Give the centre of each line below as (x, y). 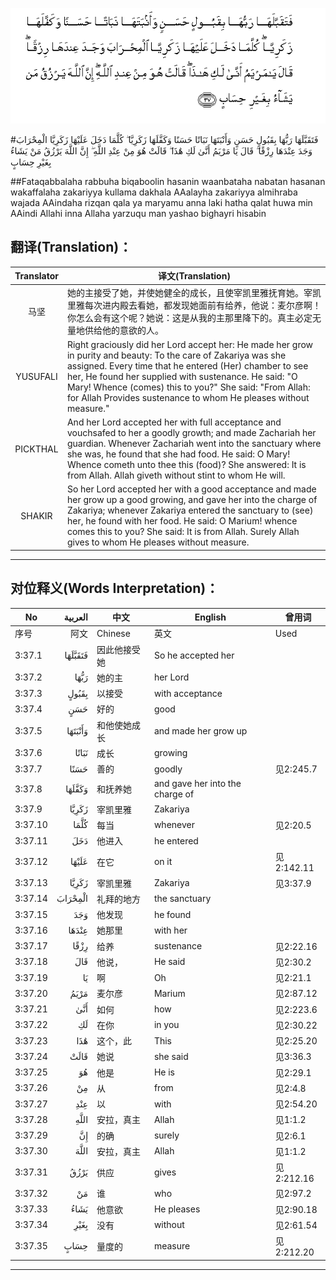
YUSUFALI (36, 376)
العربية (76, 617)
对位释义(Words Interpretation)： (115, 588)
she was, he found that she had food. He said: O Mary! (178, 454)
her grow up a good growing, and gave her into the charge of (192, 500)
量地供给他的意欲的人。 (115, 330)
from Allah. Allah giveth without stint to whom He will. (176, 475)
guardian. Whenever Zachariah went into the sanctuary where (194, 444)
